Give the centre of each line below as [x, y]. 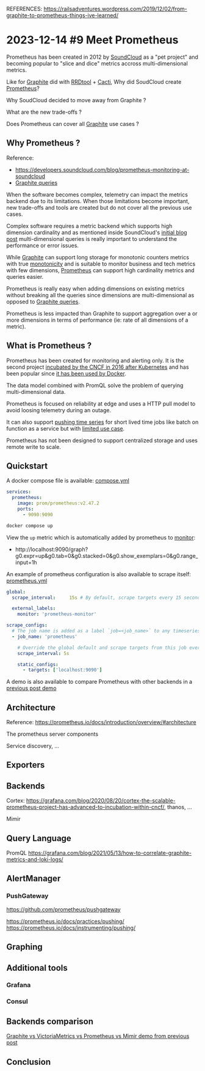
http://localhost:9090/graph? [52, 549]
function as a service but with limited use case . [66, 428]
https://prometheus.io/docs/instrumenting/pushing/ [71, 928]
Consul [17, 1001]
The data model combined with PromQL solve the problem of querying [95, 385]
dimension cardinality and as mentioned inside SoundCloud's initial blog [97, 232]
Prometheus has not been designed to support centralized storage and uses [102, 440]
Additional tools [37, 968]
